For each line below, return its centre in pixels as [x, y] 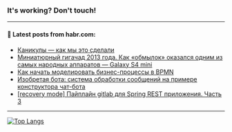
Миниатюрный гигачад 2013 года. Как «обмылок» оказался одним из [120, 57]
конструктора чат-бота [51, 86]
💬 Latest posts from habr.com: [51, 34]
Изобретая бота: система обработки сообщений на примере [107, 79]
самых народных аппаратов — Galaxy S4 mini [85, 64]
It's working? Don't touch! [52, 10]
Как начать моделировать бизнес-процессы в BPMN [95, 72]
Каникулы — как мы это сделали [66, 50]
